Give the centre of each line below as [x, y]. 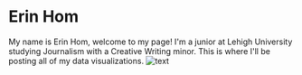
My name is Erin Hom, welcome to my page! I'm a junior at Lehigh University [151, 42]
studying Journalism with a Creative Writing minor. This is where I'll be [139, 51]
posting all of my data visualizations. [76, 61]
